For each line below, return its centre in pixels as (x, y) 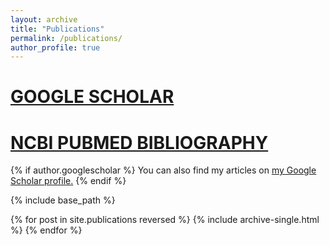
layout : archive (44, 19)
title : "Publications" (57, 29)
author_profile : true (55, 47)
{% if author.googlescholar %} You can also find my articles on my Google (163, 170)
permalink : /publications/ (66, 38)
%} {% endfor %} (46, 230)
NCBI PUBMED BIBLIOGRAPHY (139, 142)
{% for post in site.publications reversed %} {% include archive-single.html (165, 220)
